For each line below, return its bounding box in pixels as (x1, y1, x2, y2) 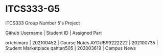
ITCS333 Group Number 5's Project (5, 20, 80, 26)
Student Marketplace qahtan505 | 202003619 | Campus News (5, 45, 136, 51)
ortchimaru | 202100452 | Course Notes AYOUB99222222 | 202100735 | (5, 39, 158, 46)
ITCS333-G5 (5, 3, 60, 15)
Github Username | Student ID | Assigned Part (5, 30, 102, 36)
